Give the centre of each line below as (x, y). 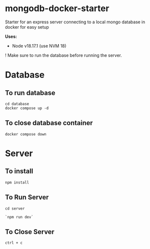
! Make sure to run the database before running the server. (64, 55)
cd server (15, 208)
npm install (17, 183)
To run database (30, 93)
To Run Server (27, 197)
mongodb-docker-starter (57, 8)
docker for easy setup (27, 27)
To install (19, 171)
